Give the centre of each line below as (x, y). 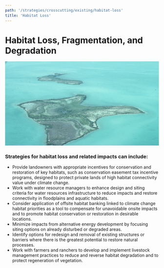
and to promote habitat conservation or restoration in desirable (75, 214)
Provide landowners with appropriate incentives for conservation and (82, 167)
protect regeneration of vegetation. (47, 261)
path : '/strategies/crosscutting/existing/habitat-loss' (64, 10)
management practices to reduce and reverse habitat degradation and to (85, 255)
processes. (23, 245)
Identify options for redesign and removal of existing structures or (78, 235)
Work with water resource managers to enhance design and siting (78, 188)
